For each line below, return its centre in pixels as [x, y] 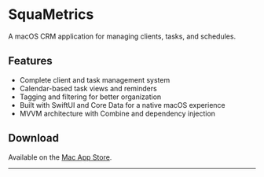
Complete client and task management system [95, 79]
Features [30, 61]
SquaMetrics [51, 15]
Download [33, 138]
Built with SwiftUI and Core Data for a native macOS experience [122, 105]
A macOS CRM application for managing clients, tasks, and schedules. [122, 36]
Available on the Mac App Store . [60, 157]
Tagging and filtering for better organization [90, 97]
